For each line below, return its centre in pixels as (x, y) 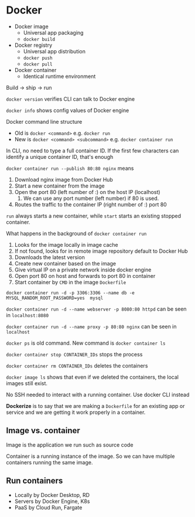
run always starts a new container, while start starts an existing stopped (94, 216)
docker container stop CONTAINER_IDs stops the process (74, 354)
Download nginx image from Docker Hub (64, 179)
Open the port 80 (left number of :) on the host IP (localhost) (87, 192)
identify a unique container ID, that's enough (60, 157)
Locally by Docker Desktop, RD (52, 495)
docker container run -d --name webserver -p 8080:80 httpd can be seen (96, 309)
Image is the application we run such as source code (70, 445)
